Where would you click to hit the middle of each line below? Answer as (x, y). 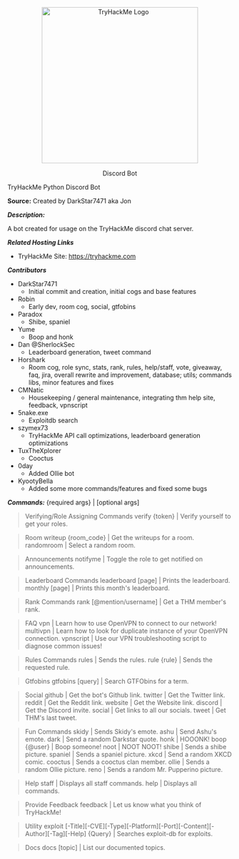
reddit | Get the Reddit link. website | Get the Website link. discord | (123, 702)
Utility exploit (44, 826)
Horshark (31, 360)
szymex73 (33, 428)
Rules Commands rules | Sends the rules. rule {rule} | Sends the (118, 660)
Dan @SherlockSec (46, 345)
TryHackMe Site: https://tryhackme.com (77, 256)
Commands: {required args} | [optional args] (73, 502)
